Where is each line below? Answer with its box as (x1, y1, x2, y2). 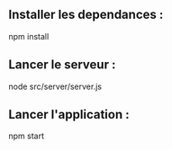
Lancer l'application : (8, 107, 130, 122)
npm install (8, 31, 50, 41)
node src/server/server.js (8, 81, 103, 92)
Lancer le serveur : (8, 57, 116, 73)
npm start (8, 130, 45, 142)
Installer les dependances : (8, 7, 164, 22)
